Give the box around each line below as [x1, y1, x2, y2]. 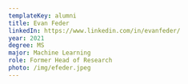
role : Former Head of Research [8, 57, 113, 65]
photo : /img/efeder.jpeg [8, 64, 91, 72]
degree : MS [8, 42, 45, 50]
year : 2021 [8, 34, 45, 42]
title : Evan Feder [8, 19, 70, 27]
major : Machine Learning [8, 49, 91, 57]
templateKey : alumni [8, 11, 78, 20]
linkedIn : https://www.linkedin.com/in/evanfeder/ [8, 26, 181, 34]
